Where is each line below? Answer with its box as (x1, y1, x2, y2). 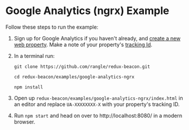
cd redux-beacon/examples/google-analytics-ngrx (13, 74, 135, 80)
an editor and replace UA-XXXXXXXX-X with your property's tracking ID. (13, 101, 180, 108)
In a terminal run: (13, 52, 55, 59)
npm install (13, 84, 43, 90)
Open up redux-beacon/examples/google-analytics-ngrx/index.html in (13, 94, 183, 101)
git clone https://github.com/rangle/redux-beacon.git (13, 63, 150, 70)
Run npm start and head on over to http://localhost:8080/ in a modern (13, 112, 183, 119)
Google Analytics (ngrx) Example (5, 4, 170, 18)
